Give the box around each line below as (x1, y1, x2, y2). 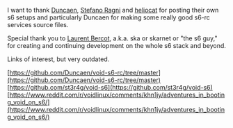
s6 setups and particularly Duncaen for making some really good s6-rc (7, 13, 211, 22)
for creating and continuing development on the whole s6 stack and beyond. (7, 42, 226, 49)
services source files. (7, 21, 69, 29)
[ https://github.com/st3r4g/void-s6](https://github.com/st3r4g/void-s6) (7, 83, 214, 91)
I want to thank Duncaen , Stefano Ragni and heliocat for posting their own (7, 6, 219, 14)
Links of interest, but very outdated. (7, 55, 110, 63)
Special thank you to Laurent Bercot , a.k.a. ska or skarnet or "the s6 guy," (7, 34, 218, 42)
